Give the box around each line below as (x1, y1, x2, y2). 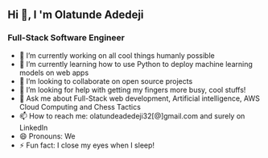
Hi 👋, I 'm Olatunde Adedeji (7, 8, 144, 22)
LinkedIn (19, 123, 48, 132)
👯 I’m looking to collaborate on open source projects (19, 76, 193, 85)
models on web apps (19, 68, 89, 77)
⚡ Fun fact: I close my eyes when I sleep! (19, 140, 155, 150)
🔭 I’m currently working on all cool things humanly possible (19, 50, 215, 60)
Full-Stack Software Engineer (7, 32, 126, 44)
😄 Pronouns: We (19, 131, 76, 141)
